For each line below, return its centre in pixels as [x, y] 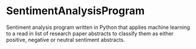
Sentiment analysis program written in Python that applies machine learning [98, 27]
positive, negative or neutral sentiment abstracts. [66, 40]
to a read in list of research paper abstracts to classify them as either [90, 33]
